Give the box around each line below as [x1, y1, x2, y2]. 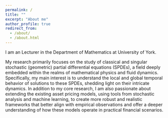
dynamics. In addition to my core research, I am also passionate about [5, 85, 151, 91]
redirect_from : [5, 26, 37, 31]
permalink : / [5, 7, 33, 13]
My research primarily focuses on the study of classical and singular [5, 59, 147, 65]
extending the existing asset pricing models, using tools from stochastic [5, 91, 155, 97]
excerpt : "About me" [5, 17, 49, 22]
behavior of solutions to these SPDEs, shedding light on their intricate [5, 80, 150, 86]
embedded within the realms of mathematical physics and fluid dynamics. [5, 69, 159, 75]
